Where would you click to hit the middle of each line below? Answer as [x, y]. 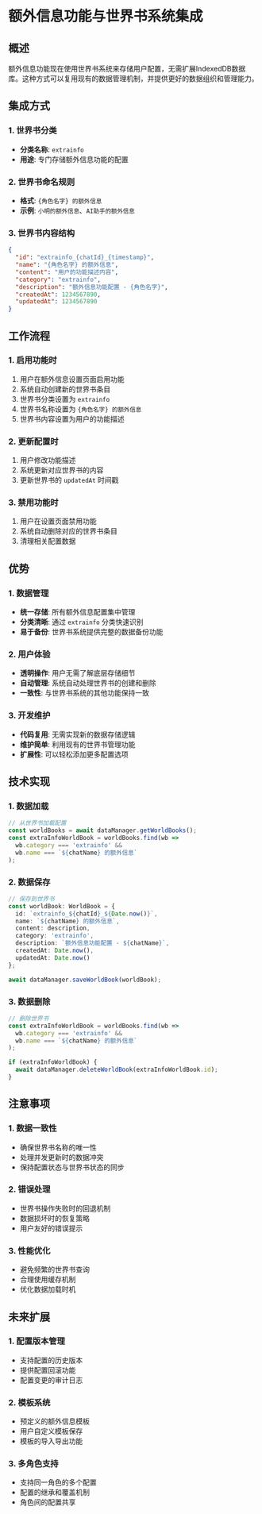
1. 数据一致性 [33, 1128]
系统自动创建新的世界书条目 [65, 389]
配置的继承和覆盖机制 [54, 1493]
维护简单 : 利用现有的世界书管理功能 [77, 744]
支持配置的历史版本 [51, 1360]
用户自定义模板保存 [51, 1431]
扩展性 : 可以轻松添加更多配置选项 [74, 754]
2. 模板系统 [29, 1402]
